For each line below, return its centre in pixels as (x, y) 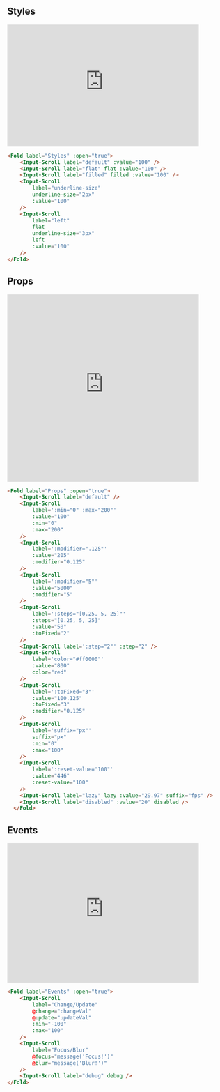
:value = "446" (51, 776)
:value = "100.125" (57, 698)
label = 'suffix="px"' (62, 730)
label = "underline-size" (66, 188)
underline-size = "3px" (64, 234)
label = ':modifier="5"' (65, 582)
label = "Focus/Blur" (61, 1050)
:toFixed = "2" (51, 633)
